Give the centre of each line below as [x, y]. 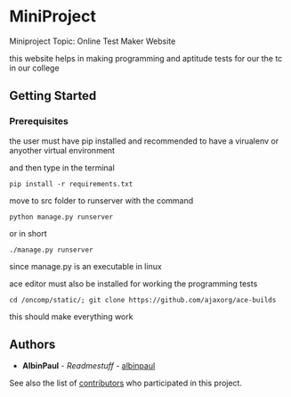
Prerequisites [39, 121]
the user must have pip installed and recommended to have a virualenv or [144, 141]
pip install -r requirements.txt [71, 184]
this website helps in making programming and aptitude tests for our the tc [146, 58]
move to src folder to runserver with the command [101, 200]
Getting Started [53, 96]
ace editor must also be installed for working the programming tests [133, 284]
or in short [28, 233]
